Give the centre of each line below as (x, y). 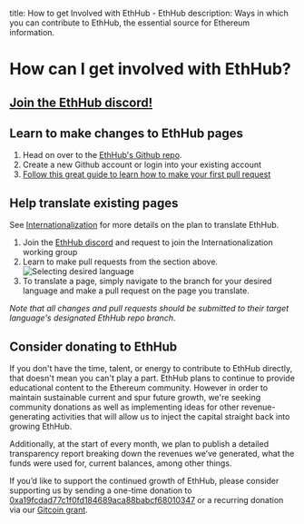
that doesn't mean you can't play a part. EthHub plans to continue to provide (152, 378)
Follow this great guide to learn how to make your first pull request (147, 174)
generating (30, 417)
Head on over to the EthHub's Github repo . (102, 155)
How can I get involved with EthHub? (151, 69)
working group (50, 252)
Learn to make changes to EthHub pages (126, 133)
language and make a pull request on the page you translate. (136, 291)
